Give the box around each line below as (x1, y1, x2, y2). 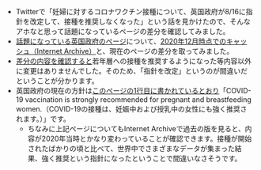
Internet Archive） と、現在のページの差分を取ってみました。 (36, 47, 234, 55)
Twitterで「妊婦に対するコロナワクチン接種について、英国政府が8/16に (15, 7, 247, 16)
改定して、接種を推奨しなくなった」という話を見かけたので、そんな (29, 17, 252, 26)
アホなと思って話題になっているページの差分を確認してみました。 (15, 27, 230, 36)
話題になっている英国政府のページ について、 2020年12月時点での (15, 36, 227, 46)
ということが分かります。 (15, 76, 99, 85)
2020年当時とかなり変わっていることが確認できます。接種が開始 (41, 134, 252, 143)
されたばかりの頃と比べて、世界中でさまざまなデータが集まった (27, 144, 236, 153)
